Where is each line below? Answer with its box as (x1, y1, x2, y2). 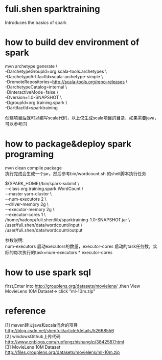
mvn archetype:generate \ (5, 63, 58, 69)
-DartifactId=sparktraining (5, 105, 58, 110)
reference (5, 305, 46, 316)
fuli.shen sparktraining (5, 3, 100, 15)
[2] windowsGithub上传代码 (5, 333, 61, 339)
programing (5, 149, 54, 160)
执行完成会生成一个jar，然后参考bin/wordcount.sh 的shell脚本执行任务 (5, 170, 146, 176)
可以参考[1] (5, 121, 27, 127)
